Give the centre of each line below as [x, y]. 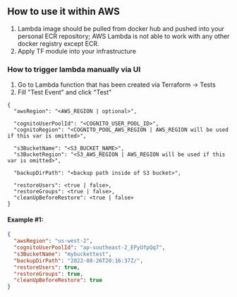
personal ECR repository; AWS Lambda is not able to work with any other [123, 36]
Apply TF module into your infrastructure [77, 51]
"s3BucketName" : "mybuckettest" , [63, 254]
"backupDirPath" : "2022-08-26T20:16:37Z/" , [78, 260]
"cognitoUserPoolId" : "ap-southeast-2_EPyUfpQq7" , [90, 248]
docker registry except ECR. [59, 43]
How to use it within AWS [63, 12]
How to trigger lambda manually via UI [74, 69]
